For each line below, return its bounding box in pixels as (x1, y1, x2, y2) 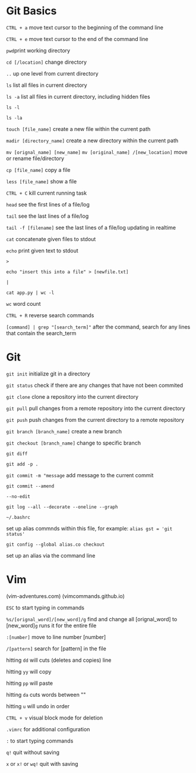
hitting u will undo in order (6, 702, 70, 709)
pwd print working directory (6, 46, 70, 54)
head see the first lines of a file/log (6, 201, 90, 208)
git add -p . (6, 461, 39, 467)
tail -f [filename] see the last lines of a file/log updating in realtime (6, 224, 176, 231)
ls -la (6, 115, 23, 121)
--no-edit (6, 493, 31, 499)
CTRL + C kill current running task (6, 189, 87, 196)
